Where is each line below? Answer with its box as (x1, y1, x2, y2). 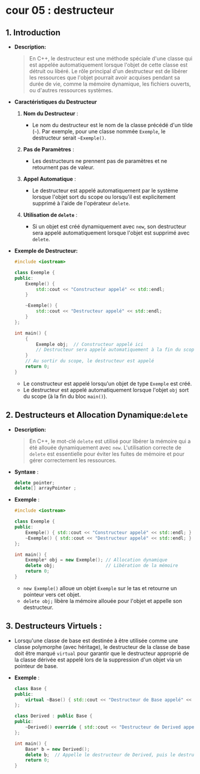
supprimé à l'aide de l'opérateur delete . (32, 200, 131, 207)
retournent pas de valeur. (32, 164, 95, 171)
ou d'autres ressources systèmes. (29, 87, 113, 93)
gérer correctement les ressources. (29, 456, 117, 464)
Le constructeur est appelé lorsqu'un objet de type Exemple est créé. (23, 380, 192, 387)
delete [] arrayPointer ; (14, 485, 77, 491)
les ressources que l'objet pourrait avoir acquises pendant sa (29, 74, 180, 81)
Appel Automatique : (23, 175, 76, 183)
